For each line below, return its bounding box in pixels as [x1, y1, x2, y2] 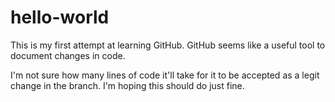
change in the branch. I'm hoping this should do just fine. [10, 79, 245, 91]
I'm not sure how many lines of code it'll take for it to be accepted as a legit [10, 69, 320, 81]
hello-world [10, 6, 110, 29]
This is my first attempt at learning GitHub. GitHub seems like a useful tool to [10, 39, 326, 51]
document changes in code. [10, 49, 126, 61]
